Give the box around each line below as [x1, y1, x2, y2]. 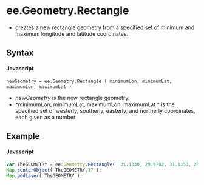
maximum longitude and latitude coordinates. [15, 30, 129, 37]
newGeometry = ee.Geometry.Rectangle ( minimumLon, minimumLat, [6, 78, 172, 84]
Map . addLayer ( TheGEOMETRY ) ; [6, 172, 83, 179]
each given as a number [15, 113, 76, 121]
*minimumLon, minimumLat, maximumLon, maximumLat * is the [15, 101, 175, 108]
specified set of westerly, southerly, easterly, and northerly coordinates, [15, 107, 195, 114]
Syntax [6, 48, 34, 58]
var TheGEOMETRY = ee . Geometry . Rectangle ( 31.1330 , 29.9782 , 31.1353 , [6, 161, 191, 167]
